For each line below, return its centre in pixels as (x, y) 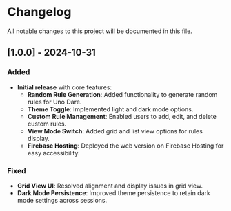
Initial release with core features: (64, 87)
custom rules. (47, 124)
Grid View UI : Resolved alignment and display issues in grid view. (110, 186)
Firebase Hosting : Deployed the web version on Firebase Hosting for (125, 146)
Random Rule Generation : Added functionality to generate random (122, 94)
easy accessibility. (54, 153)
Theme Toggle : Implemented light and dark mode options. (110, 109)
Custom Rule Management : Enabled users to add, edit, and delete (122, 116)
